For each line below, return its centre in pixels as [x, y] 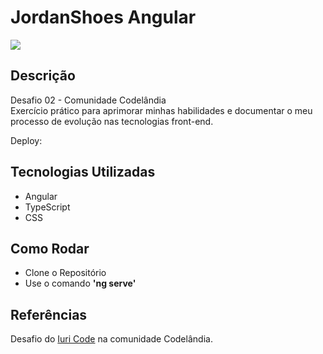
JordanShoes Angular [103, 17]
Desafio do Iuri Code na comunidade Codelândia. [111, 339]
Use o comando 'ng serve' [80, 283]
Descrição [43, 76]
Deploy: [26, 140]
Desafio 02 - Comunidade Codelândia [88, 100]
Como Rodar [50, 248]
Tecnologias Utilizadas [83, 172]
